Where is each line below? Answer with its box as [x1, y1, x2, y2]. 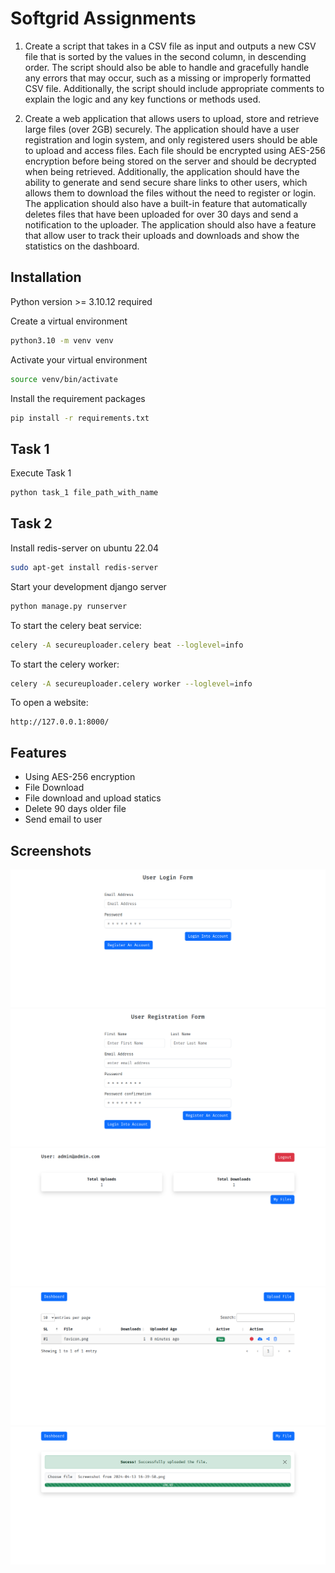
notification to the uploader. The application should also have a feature [24, 218, 317, 231]
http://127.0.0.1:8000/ [10, 717, 110, 727]
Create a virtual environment [10, 315, 128, 327]
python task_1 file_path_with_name [10, 488, 159, 498]
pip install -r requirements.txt [10, 413, 150, 423]
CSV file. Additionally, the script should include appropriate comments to [24, 82, 325, 94]
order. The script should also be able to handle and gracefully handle [24, 61, 310, 73]
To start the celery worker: [10, 658, 120, 670]
